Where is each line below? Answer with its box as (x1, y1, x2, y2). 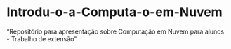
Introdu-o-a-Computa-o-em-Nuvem (6, 4, 223, 20)
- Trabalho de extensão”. (6, 34, 78, 43)
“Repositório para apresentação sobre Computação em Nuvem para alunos (6, 27, 225, 36)
